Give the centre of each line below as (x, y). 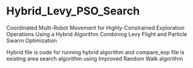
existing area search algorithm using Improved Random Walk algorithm (95, 58)
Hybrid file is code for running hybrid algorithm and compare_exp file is (96, 52)
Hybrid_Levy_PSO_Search (73, 11)
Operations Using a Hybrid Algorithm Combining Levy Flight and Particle (97, 34)
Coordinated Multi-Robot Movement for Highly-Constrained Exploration (96, 28)
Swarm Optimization (32, 40)
